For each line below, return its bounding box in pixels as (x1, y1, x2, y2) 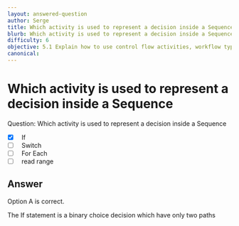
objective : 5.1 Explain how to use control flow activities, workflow (7, 43, 221, 50)
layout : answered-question (7, 10, 87, 18)
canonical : (7, 50, 40, 58)
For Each (21, 149, 48, 157)
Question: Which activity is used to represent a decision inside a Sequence (7, 119, 227, 128)
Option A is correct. (7, 197, 65, 205)
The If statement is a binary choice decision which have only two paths (7, 210, 216, 219)
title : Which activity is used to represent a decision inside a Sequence (7, 23, 234, 31)
